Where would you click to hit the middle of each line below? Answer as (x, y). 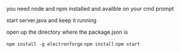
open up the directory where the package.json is (67, 32)
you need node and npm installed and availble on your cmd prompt (90, 9)
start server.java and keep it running (51, 20)
